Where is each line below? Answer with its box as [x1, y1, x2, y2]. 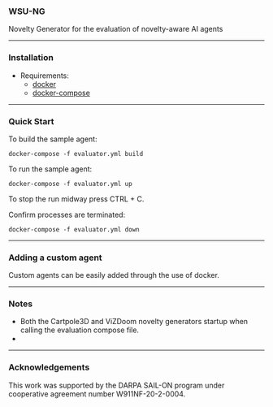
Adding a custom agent [8, 252, 103, 263]
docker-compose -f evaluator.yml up [8, 180, 132, 188]
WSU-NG [8, 6, 45, 17]
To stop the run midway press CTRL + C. [8, 193, 145, 204]
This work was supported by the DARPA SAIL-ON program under [8, 380, 225, 390]
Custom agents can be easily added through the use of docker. [8, 271, 219, 280]
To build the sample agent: [8, 134, 97, 144]
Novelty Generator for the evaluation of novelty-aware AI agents [8, 24, 223, 34]
